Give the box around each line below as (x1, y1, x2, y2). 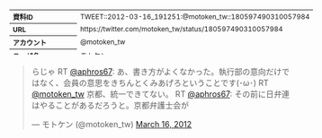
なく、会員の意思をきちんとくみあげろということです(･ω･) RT (39, 78, 269, 88)
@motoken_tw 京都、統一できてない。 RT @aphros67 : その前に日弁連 (31, 89, 291, 99)
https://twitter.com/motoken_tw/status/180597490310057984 (80, 24, 283, 34)
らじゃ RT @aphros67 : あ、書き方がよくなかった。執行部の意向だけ (31, 66, 282, 77)
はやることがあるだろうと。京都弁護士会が (31, 100, 189, 110)
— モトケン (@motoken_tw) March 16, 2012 (31, 119, 192, 129)
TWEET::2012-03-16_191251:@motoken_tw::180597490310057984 (80, 12, 310, 22)
